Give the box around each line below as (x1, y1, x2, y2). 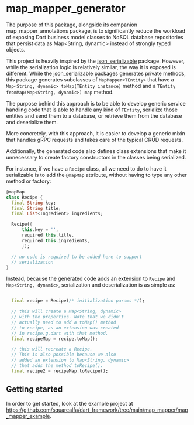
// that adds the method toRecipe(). (11, 363, 103, 369)
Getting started (6, 385, 63, 395)
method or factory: (6, 178, 51, 185)
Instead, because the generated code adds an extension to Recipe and (6, 275, 176, 283)
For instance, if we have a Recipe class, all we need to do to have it (6, 165, 167, 172)
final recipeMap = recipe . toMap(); (11, 336, 98, 342)
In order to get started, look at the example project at (6, 400, 133, 407)
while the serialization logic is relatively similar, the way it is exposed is (6, 63, 176, 70)
